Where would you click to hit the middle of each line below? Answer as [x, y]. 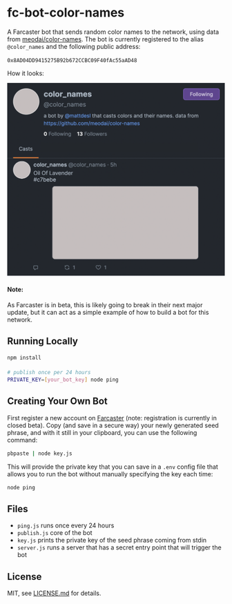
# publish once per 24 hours [49, 373]
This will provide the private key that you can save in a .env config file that [113, 467]
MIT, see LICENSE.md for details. [54, 593]
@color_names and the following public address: [74, 46]
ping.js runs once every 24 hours [66, 525]
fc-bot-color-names [66, 13]
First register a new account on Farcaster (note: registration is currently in [112, 418]
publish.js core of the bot [55, 533]
